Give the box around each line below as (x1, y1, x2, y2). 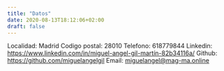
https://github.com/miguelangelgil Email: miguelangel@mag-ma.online (7, 57, 209, 65)
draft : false (7, 23, 45, 30)
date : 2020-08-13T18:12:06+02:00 (7, 17, 105, 23)
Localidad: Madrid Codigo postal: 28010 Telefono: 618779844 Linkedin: (7, 42, 213, 50)
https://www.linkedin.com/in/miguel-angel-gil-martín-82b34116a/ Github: (7, 49, 218, 57)
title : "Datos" (7, 10, 52, 17)
